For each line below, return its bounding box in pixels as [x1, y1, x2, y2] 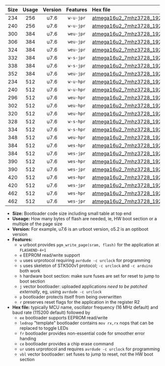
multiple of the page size [12, 221, 63, 227]
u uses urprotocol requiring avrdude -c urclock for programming [19, 258, 151, 263]
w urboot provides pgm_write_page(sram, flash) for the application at [19, 242, 159, 247]
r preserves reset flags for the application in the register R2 [19, 299, 140, 305]
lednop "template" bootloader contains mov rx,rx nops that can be [19, 320, 154, 326]
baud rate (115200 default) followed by [12, 310, 90, 315]
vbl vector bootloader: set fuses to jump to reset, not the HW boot [19, 351, 154, 357]
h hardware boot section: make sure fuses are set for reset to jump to [19, 273, 160, 279]
